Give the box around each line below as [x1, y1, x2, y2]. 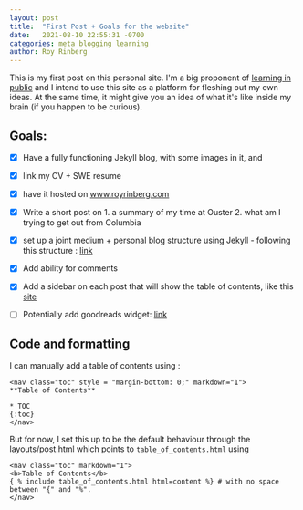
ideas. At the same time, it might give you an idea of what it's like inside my [9, 92, 292, 103]
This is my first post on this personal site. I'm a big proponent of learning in [9, 72, 292, 83]
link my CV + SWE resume [22, 171, 121, 181]
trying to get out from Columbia [22, 217, 141, 228]
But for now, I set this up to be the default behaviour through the [9, 434, 251, 445]
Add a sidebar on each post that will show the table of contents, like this [22, 281, 294, 292]
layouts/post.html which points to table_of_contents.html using [9, 443, 249, 454]
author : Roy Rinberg [9, 47, 89, 57]
